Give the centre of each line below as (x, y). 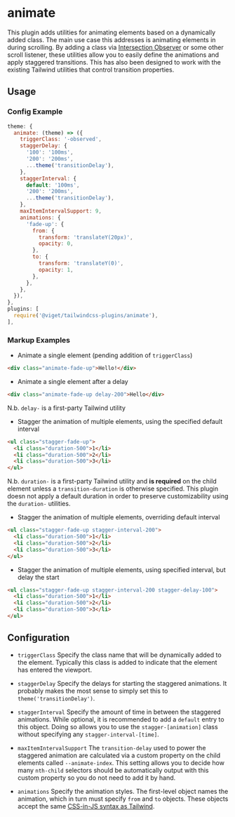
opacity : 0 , (56, 244)
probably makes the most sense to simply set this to (93, 691)
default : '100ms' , (53, 185)
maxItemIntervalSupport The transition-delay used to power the (112, 748)
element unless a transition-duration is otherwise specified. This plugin (113, 489)
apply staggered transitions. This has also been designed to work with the (114, 62)
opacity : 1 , (56, 270)
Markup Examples (39, 340)
